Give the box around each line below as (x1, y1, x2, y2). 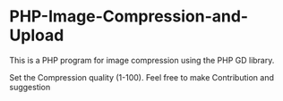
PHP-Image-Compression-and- (9, 6, 249, 27)
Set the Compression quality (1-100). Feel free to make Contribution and (9, 72, 275, 82)
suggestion (9, 81, 51, 92)
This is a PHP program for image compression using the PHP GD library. (9, 55, 275, 65)
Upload (9, 25, 64, 46)
